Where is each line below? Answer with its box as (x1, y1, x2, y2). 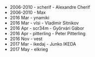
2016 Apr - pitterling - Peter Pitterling (9, 31, 86, 36)
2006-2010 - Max (9, 9, 46, 15)
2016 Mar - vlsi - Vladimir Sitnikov (9, 20, 79, 26)
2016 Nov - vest (9, 36, 43, 42)
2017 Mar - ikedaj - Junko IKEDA (9, 41, 76, 47)
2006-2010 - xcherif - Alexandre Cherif (9, 4, 90, 10)
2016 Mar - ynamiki (9, 15, 49, 20)
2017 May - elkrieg (9, 47, 48, 52)
